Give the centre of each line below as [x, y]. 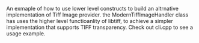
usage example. [26, 34]
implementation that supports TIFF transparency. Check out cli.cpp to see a [100, 27]
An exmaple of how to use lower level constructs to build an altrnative [93, 9]
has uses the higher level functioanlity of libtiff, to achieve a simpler [90, 21]
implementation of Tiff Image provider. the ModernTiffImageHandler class [97, 15]
